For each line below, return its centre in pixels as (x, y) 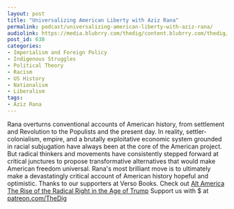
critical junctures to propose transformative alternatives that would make (111, 161)
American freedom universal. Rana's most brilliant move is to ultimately (109, 169)
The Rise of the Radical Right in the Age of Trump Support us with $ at (108, 191)
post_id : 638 (26, 40)
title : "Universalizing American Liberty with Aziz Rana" (93, 20)
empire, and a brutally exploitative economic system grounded (132, 139)
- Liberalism (26, 91)
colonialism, (24, 139)
